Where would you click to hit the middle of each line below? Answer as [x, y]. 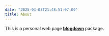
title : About [18, 14]
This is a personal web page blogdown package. [54, 28]
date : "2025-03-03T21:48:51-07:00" [41, 10]
